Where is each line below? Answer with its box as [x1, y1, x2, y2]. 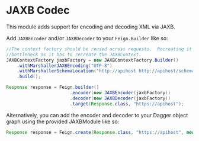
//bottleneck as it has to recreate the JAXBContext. [6, 52, 142, 57]
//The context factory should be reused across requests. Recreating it [6, 46, 192, 52]
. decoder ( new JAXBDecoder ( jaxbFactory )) [69, 95, 171, 101]
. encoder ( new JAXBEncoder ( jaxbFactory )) [69, 90, 171, 96]
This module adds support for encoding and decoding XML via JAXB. [6, 23, 176, 30]
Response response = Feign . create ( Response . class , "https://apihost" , [6, 129, 184, 135]
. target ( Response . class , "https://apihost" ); [69, 101, 184, 107]
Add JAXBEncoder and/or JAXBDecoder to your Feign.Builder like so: [6, 34, 168, 41]
